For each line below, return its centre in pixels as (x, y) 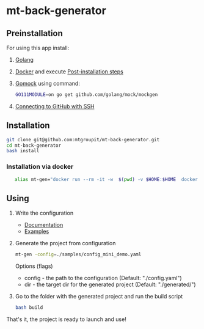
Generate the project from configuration (65, 243)
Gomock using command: (48, 83)
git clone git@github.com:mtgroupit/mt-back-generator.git (83, 139)
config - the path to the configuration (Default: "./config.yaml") (103, 278)
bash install (23, 151)
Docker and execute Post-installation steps (69, 72)
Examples (37, 231)
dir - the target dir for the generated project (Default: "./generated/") (110, 284)
